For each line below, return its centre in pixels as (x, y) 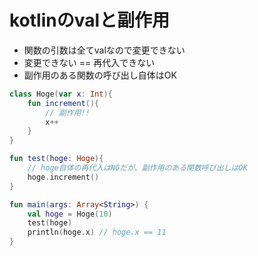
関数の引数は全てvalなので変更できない (104, 50)
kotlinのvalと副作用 (90, 20)
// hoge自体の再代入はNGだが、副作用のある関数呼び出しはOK (137, 168)
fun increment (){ (63, 103)
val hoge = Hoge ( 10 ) (70, 214)
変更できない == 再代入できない (89, 62)
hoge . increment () (63, 177)
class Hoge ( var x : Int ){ (61, 94)
